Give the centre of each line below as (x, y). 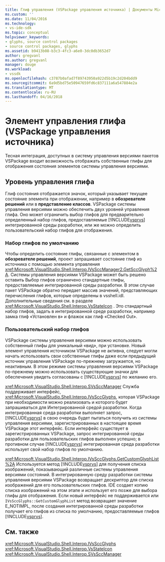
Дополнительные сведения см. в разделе (49, 301)
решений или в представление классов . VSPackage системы (70, 204)
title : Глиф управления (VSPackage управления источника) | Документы (79, 10)
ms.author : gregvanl (26, 60)
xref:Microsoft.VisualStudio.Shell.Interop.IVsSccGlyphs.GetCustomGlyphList (82, 458)
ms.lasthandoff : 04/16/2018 (34, 97)
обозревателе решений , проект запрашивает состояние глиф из (73, 259)
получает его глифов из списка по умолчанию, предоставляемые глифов (82, 511)
